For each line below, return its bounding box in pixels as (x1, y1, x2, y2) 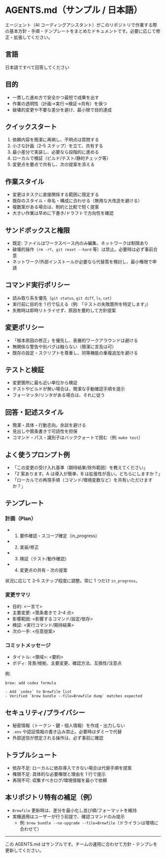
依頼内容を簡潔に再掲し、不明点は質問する (12, 137, 99, 143)
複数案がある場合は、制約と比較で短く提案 (12, 204, 99, 210)
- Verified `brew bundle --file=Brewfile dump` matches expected (5, 694, 142, 699)
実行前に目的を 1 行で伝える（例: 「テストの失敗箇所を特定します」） (12, 301, 151, 307)
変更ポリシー (5, 323, 44, 332)
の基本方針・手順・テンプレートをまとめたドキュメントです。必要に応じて (5, 28, 157, 34)
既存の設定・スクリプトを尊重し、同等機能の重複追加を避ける (12, 350, 138, 356)
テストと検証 (5, 366, 44, 374)
